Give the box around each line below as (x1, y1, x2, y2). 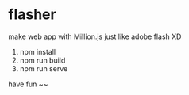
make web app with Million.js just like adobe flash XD (8, 32, 182, 41)
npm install (19, 47, 56, 56)
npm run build (19, 55, 66, 65)
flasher (8, 6, 57, 24)
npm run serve (19, 63, 68, 73)
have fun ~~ (8, 79, 48, 89)
